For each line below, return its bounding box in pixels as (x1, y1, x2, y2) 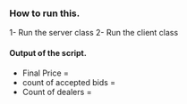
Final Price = (21, 68, 70, 78)
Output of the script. (9, 47, 87, 58)
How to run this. (9, 7, 81, 20)
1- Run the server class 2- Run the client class (9, 28, 179, 38)
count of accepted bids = (21, 76, 116, 87)
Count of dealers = (21, 86, 92, 97)
